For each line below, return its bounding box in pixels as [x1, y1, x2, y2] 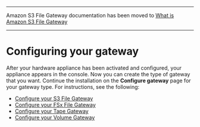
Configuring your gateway [6, 45, 139, 58]
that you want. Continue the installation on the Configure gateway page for [6, 77, 192, 84]
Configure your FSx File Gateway [14, 101, 96, 108]
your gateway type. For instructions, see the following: [6, 83, 140, 90]
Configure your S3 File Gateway [14, 95, 93, 102]
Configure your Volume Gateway [14, 114, 95, 121]
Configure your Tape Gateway [14, 107, 89, 114]
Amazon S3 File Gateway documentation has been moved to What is [6, 12, 174, 18]
